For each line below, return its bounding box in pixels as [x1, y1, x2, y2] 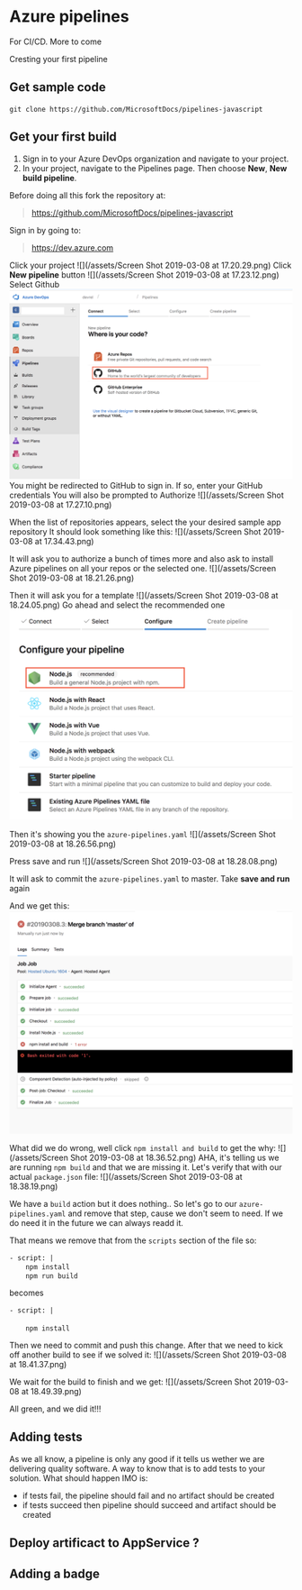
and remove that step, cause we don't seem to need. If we [67, 1208, 283, 1219]
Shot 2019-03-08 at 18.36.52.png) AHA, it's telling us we [70, 1152, 280, 1163]
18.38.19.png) [9, 1181, 58, 1192]
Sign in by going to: [9, 224, 81, 235]
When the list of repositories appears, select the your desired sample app [9, 516, 281, 527]
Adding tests [9, 1430, 83, 1445]
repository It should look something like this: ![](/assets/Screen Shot [9, 525, 262, 537]
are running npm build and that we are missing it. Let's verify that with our [9, 1161, 282, 1173]
